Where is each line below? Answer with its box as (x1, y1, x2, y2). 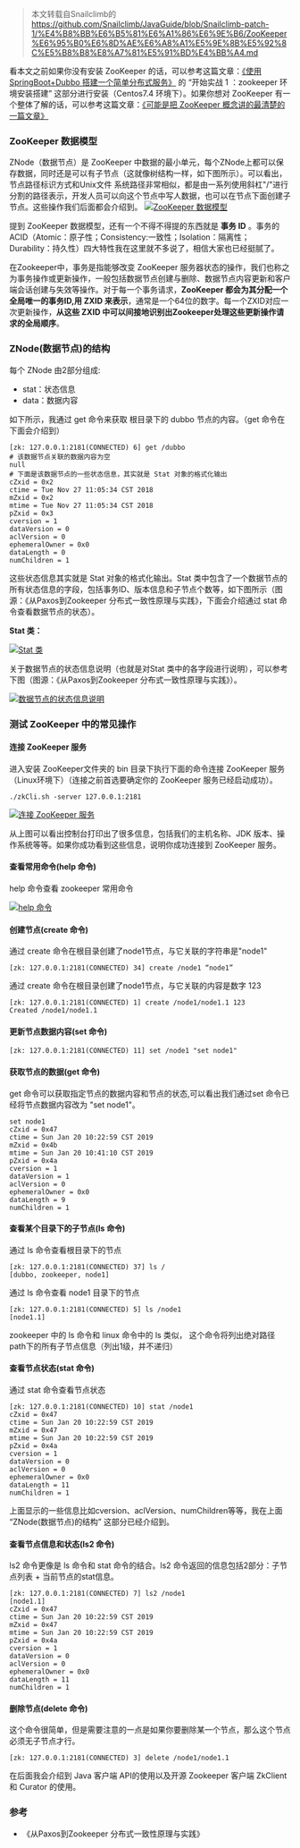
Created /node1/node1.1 (9, 1006, 98, 1015)
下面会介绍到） (9, 425, 64, 436)
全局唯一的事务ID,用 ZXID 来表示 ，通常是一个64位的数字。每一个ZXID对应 (9, 295, 281, 307)
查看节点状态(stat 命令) (9, 1363, 96, 1374)
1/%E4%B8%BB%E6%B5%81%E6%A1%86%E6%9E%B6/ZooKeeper (30, 29, 287, 38)
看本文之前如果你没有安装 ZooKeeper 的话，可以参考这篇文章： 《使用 (9, 66, 262, 76)
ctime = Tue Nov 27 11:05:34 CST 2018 (9, 485, 154, 495)
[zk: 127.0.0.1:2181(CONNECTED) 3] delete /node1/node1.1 (9, 1753, 229, 1763)
